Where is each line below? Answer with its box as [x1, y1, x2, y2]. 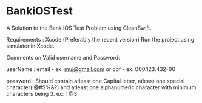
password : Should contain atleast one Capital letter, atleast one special [6, 77, 185, 84]
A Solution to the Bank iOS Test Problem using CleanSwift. [6, 24, 152, 31]
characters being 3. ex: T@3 [6, 90, 78, 97]
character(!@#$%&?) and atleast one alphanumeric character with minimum [6, 83, 197, 91]
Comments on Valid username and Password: [6, 54, 120, 61]
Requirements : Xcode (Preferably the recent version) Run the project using [6, 36, 195, 43]
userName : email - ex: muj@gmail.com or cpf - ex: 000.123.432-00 [6, 65, 176, 73]
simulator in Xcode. [6, 42, 55, 49]
